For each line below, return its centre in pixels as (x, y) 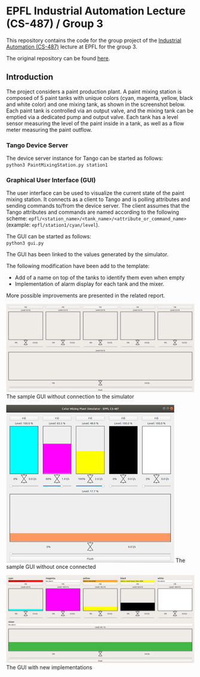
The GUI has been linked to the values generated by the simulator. (87, 254)
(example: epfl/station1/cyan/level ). (53, 225)
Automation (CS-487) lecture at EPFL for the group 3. (72, 47)
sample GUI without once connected (51, 566)
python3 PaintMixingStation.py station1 (57, 165)
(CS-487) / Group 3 (55, 24)
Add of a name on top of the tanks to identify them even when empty (100, 278)
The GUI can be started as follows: (49, 236)
